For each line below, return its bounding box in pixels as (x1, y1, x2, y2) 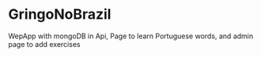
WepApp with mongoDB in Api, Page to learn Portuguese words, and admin (8, 31, 254, 41)
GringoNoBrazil (8, 5, 112, 23)
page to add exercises (8, 39, 81, 48)
